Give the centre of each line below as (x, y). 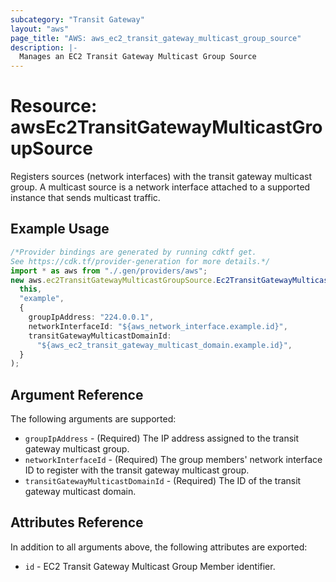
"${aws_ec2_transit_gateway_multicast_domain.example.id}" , (164, 345)
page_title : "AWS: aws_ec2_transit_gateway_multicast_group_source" (156, 38)
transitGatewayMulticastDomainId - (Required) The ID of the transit (163, 481)
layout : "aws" (40, 29)
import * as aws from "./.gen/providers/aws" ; (109, 271)
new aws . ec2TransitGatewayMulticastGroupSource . (113, 280)
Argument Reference (77, 394)
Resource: (54, 106)
